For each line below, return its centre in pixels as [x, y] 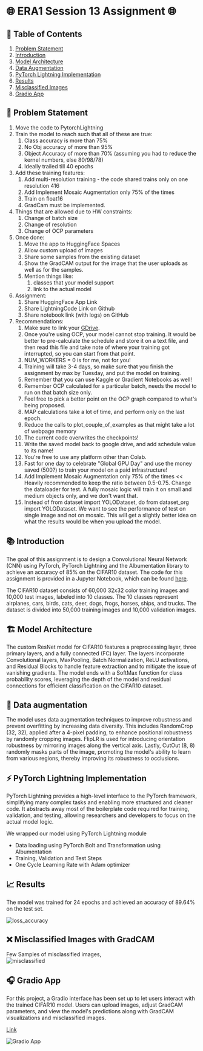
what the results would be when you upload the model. [93, 522]
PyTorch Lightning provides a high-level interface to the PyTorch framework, [101, 796]
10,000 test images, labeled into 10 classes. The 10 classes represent [92, 596]
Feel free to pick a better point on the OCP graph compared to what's [111, 399]
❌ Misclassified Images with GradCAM [81, 939]
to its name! [39, 450]
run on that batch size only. [58, 392]
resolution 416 [42, 185]
